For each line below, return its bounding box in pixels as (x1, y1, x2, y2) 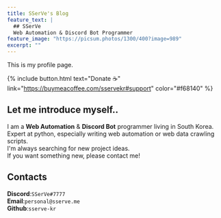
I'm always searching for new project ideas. (7, 144, 130, 152)
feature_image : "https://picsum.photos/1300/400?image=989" (7, 36, 183, 43)
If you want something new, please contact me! (7, 152, 140, 160)
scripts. (7, 136, 29, 145)
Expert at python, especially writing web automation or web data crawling (7, 130, 215, 138)
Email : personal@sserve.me (7, 197, 80, 205)
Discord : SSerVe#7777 (7, 189, 66, 197)
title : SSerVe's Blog (7, 10, 69, 17)
